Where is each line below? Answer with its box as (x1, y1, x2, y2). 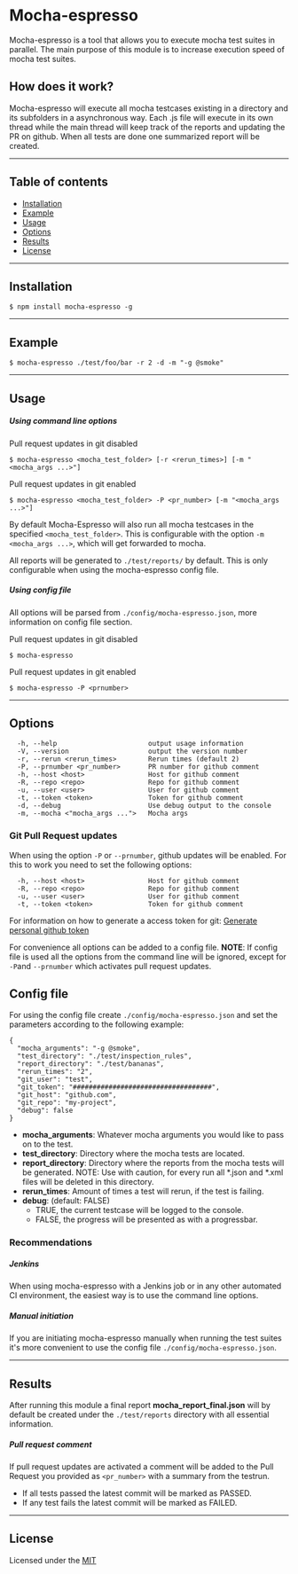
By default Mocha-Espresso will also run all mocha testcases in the (9, 519, 255, 529)
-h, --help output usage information (17, 740, 244, 748)
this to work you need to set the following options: (9, 859, 192, 870)
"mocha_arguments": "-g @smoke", (17, 1044, 141, 1053)
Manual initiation (9, 1310, 74, 1321)
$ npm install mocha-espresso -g (9, 302, 133, 311)
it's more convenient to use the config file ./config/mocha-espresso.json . (9, 1343, 277, 1353)
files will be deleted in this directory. (21, 1177, 154, 1187)
